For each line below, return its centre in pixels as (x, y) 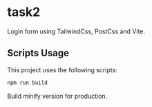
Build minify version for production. (57, 96)
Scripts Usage (38, 53)
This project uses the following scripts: (62, 69)
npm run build (28, 83)
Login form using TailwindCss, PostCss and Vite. (76, 31)
